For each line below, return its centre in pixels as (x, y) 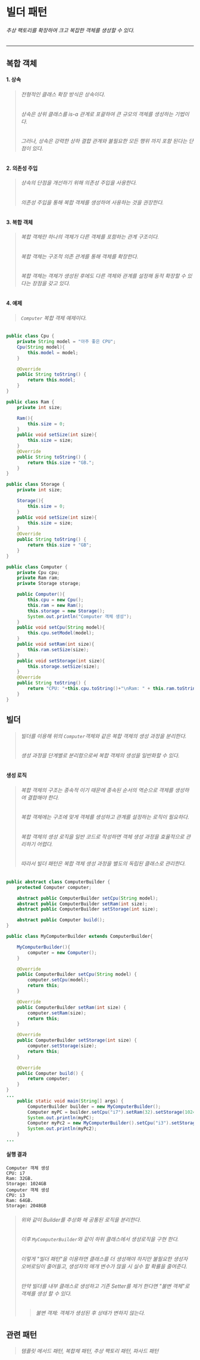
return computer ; (49, 1079)
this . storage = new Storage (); (66, 611)
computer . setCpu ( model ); (58, 980)
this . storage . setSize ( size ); (64, 666)
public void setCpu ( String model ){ (61, 628)
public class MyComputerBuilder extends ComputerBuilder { (79, 937)
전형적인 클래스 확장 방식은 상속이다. (63, 94)
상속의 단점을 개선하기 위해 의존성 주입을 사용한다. (79, 183)
